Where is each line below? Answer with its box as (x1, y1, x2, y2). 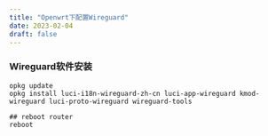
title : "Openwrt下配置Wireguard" (9, 12, 129, 22)
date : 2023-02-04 (9, 21, 74, 30)
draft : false (9, 29, 58, 38)
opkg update (9, 81, 53, 90)
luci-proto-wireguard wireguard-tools (48, 97, 193, 106)
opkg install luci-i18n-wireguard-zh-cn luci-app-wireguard (9, 89, 237, 98)
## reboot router (9, 112, 74, 121)
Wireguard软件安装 (9, 60, 93, 73)
